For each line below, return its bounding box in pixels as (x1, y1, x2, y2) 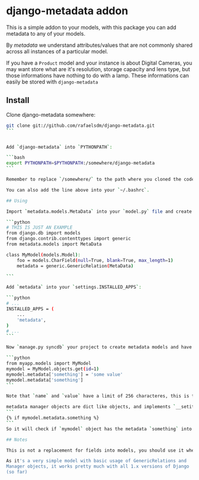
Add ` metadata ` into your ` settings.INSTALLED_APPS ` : (6, 284, 142, 290)
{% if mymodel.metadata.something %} (6, 415, 99, 421)
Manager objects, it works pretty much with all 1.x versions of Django (6, 463, 190, 469)
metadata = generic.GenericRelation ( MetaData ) (17, 263, 134, 269)
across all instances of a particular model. (6, 47, 108, 55)
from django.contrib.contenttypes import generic (6, 236, 131, 242)
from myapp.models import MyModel (6, 360, 92, 366)
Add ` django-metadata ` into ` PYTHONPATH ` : (6, 144, 113, 150)
